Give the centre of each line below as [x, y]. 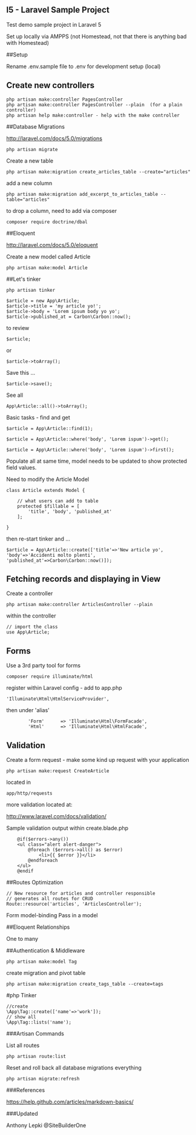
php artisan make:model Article [47, 268]
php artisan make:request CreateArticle [58, 771]
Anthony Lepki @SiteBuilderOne [46, 1125]
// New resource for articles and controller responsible [81, 894]
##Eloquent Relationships [38, 927]
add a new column [29, 183]
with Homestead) [28, 42]
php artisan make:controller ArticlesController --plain [80, 605]
